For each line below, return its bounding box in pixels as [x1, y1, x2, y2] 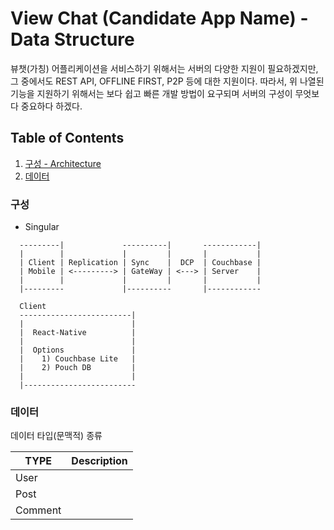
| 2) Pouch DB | [19, 363, 137, 373]
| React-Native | [19, 328, 137, 338]
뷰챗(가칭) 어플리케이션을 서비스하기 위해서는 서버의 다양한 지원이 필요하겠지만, [10, 62, 319, 74]
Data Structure [10, 28, 135, 51]
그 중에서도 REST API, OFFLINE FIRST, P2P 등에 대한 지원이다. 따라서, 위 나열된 [10, 75, 325, 87]
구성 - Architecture [24, 157, 102, 169]
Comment [15, 503, 62, 517]
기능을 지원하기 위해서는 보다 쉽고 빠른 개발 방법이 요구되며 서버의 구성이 [10, 87, 293, 99]
